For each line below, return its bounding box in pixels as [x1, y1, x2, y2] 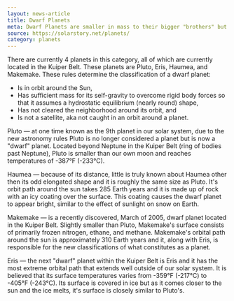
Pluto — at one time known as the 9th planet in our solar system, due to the [7, 127, 225, 135]
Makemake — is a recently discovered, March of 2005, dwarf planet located [7, 214, 227, 222]
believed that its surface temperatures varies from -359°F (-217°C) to [7, 272, 207, 280]
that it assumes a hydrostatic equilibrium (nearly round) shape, [17, 98, 199, 107]
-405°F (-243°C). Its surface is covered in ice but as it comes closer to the [7, 279, 222, 287]
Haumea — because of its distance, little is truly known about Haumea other [7, 170, 227, 179]
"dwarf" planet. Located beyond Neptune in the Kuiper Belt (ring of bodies [7, 142, 222, 150]
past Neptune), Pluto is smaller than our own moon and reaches [7, 149, 191, 158]
